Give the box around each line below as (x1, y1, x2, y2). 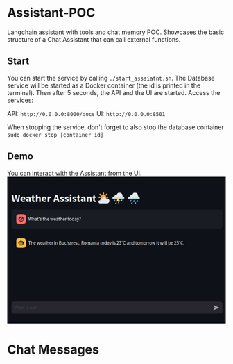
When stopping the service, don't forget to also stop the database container (7, 123, 224, 131)
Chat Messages (7, 342, 99, 357)
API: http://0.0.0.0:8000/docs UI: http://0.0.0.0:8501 (7, 109, 166, 117)
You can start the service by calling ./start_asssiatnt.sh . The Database (7, 74, 215, 82)
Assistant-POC (7, 5, 96, 21)
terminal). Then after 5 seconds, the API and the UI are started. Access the (7, 88, 221, 97)
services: (7, 96, 33, 104)
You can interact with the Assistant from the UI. (7, 169, 142, 177)
